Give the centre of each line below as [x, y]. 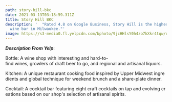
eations [13, 94]
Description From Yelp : [30, 48]
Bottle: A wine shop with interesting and [47, 58]
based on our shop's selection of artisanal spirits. [74, 94]
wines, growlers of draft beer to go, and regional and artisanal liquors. [88, 63]
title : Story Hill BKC [29, 19]
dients [12, 79]
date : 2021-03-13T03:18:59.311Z [40, 15]
